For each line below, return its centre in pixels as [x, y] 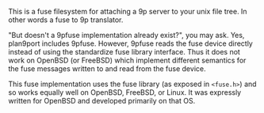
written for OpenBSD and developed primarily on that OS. [102, 101]
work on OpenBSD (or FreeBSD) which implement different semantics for [127, 60]
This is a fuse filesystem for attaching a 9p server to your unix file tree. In [128, 11]
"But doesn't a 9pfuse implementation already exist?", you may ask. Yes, [126, 35]
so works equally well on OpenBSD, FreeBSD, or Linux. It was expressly [125, 92]
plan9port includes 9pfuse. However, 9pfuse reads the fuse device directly [131, 43]
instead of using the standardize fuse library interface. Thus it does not [124, 52]
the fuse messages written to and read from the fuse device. [107, 69]
